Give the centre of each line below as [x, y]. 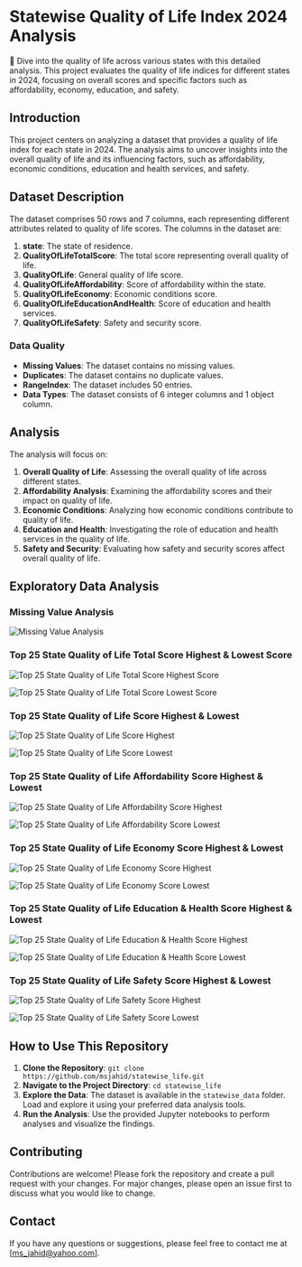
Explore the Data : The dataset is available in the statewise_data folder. [154, 1095]
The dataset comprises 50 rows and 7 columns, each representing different [150, 219]
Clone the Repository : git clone [83, 1067]
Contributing [46, 1152]
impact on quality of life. [67, 500]
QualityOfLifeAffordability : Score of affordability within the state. [144, 284]
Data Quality [37, 346]
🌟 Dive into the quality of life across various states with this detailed [135, 61]
